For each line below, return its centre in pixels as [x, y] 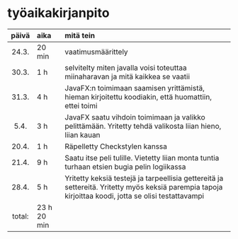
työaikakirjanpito [58, 13]
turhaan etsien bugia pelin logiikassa [125, 166]
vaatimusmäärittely [97, 52]
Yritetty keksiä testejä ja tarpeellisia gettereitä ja [144, 178]
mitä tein [80, 35]
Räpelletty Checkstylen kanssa [116, 146]
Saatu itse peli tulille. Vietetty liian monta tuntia [142, 158]
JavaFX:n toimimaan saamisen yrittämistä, [135, 88]
